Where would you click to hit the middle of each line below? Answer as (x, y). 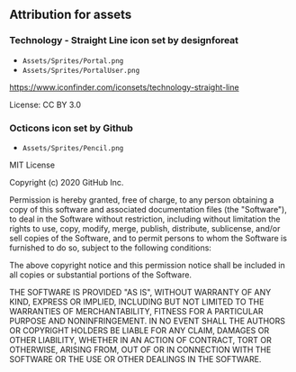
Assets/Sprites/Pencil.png (73, 148)
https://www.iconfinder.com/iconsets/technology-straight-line (125, 87)
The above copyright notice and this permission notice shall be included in (147, 265)
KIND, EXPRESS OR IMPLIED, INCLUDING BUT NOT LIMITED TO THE (137, 302)
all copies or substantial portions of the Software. (100, 275)
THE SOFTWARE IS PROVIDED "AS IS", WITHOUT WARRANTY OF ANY (140, 292)
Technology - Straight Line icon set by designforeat (124, 41)
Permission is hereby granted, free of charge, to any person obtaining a (142, 200)
